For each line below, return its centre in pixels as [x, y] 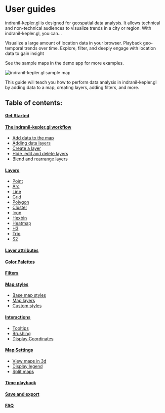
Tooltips [21, 328]
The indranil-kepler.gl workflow [38, 127]
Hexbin [20, 218]
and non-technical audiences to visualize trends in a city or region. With [78, 28]
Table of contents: [34, 103]
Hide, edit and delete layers [40, 154]
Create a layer [26, 148]
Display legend [27, 366]
